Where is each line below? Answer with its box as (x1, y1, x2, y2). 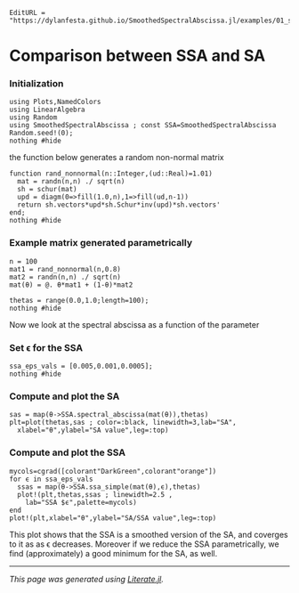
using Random (9, 113, 58, 122)
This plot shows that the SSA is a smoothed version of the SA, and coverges (9, 529, 288, 540)
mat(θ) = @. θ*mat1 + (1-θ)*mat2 (9, 280, 133, 289)
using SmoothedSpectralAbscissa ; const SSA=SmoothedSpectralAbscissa (9, 121, 277, 130)
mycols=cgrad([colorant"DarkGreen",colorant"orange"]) (9, 467, 217, 475)
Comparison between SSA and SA (9, 45, 266, 66)
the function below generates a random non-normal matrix (9, 152, 224, 163)
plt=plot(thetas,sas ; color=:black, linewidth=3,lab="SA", (9, 418, 238, 427)
